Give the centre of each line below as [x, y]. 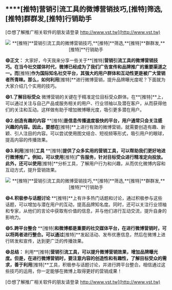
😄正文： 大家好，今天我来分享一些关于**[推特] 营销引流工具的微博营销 [79, 60]
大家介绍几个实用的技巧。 [32, 86]
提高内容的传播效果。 [28, 139]
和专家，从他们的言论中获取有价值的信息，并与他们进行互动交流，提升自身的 [86, 211]
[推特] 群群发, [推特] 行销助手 [49, 19]
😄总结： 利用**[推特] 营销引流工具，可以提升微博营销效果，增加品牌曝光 [82, 252]
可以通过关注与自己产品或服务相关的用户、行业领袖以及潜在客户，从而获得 [84, 103]
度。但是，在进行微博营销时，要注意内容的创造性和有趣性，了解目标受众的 [84, 258]
